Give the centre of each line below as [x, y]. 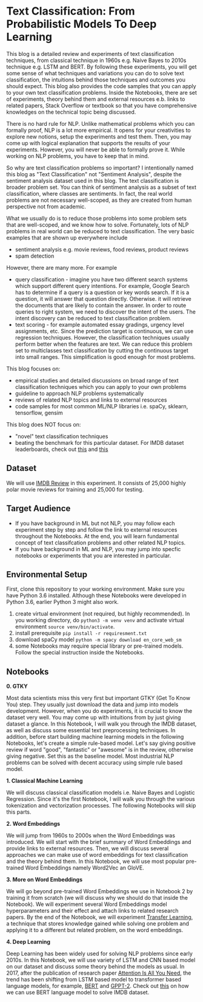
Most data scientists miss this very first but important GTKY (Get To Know [98, 698]
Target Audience [38, 509]
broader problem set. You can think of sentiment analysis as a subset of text [101, 187]
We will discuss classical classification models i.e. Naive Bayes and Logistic [101, 793]
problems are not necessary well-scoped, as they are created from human [99, 200]
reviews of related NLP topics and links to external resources [91, 400]
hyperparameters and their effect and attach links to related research [92, 911]
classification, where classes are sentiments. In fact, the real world [89, 193]
